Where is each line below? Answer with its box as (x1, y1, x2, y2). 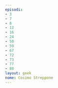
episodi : (5, 7, 23, 12)
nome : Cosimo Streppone (5, 75, 54, 80)
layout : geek (5, 71, 32, 76)
